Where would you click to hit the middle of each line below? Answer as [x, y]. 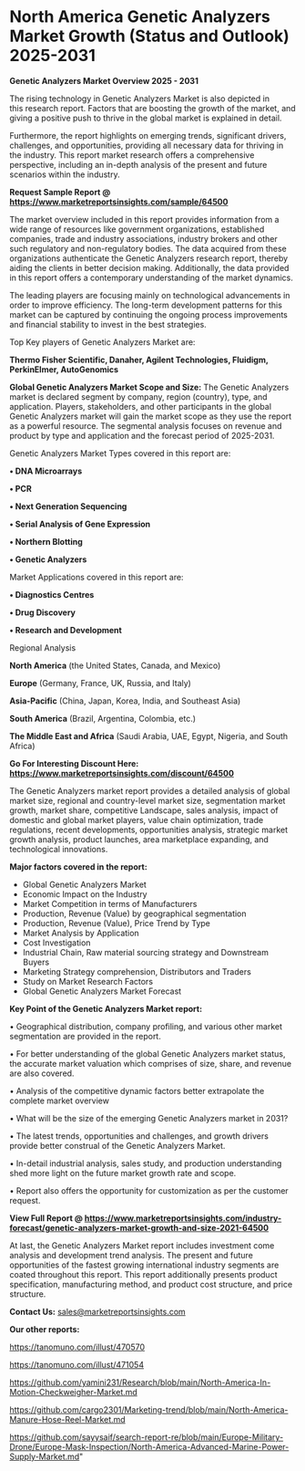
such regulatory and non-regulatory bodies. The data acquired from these [148, 248]
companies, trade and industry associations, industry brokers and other [143, 238]
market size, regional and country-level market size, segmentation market [147, 800]
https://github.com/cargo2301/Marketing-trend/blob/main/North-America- [149, 1409]
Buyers [36, 962]
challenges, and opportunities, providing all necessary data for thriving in [147, 145]
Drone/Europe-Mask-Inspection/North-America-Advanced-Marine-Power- [149, 1446]
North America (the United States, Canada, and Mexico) [115, 665]
